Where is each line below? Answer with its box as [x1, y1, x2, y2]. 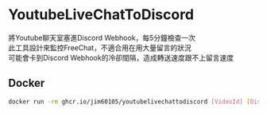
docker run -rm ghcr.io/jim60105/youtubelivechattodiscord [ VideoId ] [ [8, 97, 250, 105]
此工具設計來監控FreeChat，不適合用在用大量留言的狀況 [8, 42, 192, 53]
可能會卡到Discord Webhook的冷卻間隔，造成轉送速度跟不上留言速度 [8, 53, 234, 62]
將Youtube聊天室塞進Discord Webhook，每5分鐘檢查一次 [8, 33, 196, 42]
